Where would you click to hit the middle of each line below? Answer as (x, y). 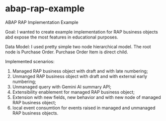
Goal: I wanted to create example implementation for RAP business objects (82, 32)
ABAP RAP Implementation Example (42, 22)
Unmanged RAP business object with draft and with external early (80, 76)
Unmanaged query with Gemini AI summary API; (62, 86)
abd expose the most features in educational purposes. (62, 37)
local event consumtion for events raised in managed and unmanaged (84, 108)
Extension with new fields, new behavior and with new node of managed (87, 97)
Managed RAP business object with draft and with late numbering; (80, 71)
